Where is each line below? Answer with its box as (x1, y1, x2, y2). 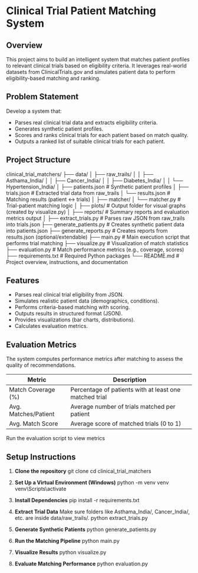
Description (113, 376, 147, 384)
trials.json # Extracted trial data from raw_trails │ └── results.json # (6, 189, 171, 196)
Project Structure (6, 155, 71, 165)
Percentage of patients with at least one (70, 386, 181, 394)
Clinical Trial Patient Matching (6, 4, 156, 18)
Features (6, 276, 39, 286)
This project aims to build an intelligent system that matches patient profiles (6, 56, 190, 63)
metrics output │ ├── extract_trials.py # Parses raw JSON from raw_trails (6, 214, 185, 222)
